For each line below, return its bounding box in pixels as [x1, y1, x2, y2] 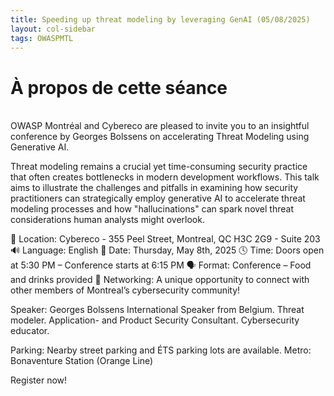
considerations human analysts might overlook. [10, 214, 205, 226]
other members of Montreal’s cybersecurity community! [10, 284, 241, 296]
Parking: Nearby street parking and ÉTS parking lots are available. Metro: [10, 344, 312, 356]
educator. [10, 325, 50, 337]
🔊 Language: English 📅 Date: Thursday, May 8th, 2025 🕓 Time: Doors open [10, 244, 325, 256]
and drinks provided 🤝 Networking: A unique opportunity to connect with [10, 274, 310, 286]
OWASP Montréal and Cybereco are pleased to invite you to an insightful [10, 120, 310, 132]
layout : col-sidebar [10, 24, 97, 34]
